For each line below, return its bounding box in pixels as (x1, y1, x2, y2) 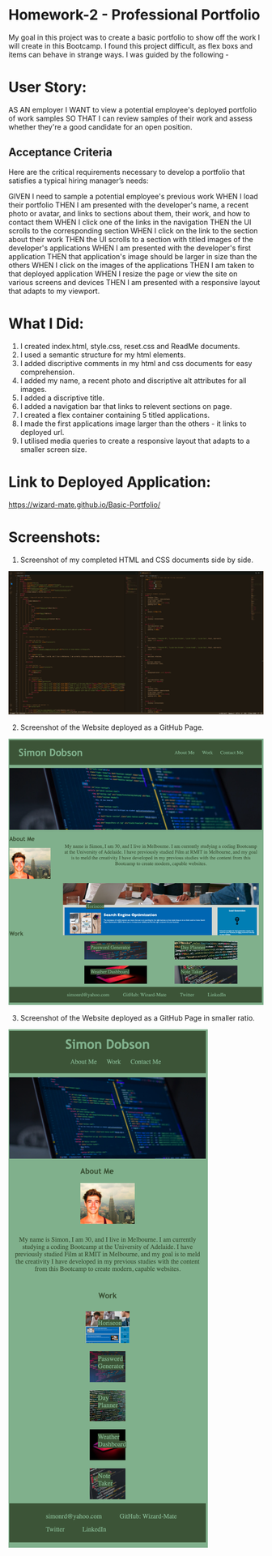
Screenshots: (8, 528, 101, 546)
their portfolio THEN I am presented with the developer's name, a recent (8, 200, 249, 210)
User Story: (8, 79, 87, 96)
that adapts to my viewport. (8, 286, 100, 296)
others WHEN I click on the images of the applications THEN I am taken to (8, 260, 255, 270)
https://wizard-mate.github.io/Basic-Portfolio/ (8, 500, 160, 509)
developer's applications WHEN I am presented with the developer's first (8, 243, 251, 253)
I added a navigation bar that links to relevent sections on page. (19, 401, 232, 411)
